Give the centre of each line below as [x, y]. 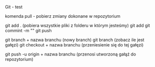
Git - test [14, 7]
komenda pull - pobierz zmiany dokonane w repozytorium [63, 16]
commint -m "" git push [28, 30]
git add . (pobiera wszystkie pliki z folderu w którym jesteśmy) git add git [77, 25]
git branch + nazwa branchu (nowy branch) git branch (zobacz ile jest [75, 40]
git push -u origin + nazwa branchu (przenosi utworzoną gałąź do [71, 54]
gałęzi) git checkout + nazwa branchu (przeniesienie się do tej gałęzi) [74, 45]
